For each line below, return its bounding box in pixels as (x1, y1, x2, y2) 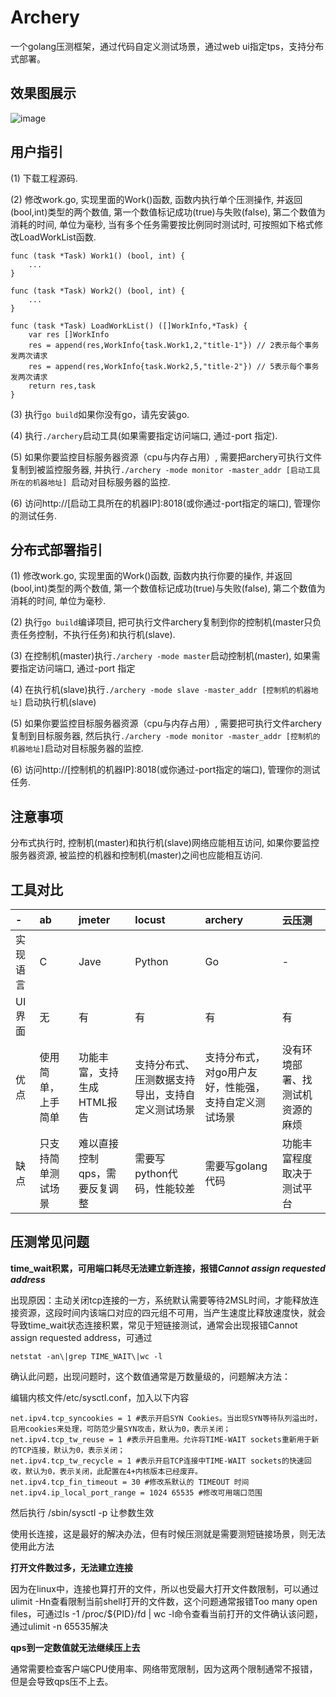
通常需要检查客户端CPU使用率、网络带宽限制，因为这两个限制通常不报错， (10, 1662, 318, 1675)
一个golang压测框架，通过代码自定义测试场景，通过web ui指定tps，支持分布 (10, 40, 325, 52)
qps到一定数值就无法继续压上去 (10, 1641, 141, 1653)
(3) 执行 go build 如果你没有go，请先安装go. (10, 408, 190, 420)
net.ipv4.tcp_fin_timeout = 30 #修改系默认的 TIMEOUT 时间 (10, 1477, 250, 1487)
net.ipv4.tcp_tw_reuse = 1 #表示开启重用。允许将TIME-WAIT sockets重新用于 (10, 1434, 312, 1445)
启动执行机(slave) (24, 696, 97, 708)
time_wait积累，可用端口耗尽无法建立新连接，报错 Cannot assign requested (10, 1262, 326, 1274)
